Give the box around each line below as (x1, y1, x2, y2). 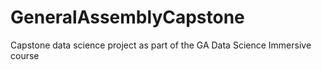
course (10, 49, 40, 61)
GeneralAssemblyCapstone (10, 6, 245, 29)
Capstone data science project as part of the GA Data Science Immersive (10, 39, 312, 51)
